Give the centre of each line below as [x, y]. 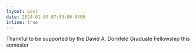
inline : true [22, 22]
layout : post [22, 11]
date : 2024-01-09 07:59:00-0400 [46, 17]
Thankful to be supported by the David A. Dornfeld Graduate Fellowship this [98, 39]
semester [18, 45]
